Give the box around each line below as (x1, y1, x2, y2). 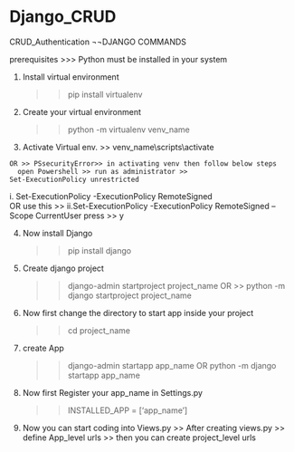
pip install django (67, 245, 132, 255)
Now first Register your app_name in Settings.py (22, 387, 204, 398)
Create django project (22, 263, 104, 274)
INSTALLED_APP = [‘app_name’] (67, 405, 188, 416)
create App (22, 342, 65, 353)
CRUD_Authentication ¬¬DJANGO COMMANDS (9, 36, 187, 47)
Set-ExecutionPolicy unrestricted (9, 175, 140, 184)
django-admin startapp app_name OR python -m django (67, 360, 277, 370)
